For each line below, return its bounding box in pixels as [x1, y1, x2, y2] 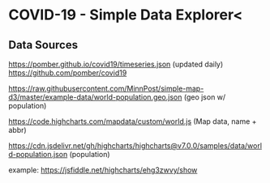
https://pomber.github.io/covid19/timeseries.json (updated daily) [8, 59, 224, 69]
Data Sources [8, 38, 79, 52]
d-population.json [8, 150, 68, 159]
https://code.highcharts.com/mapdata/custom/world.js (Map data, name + [8, 117, 257, 126]
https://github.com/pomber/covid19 [8, 68, 127, 78]
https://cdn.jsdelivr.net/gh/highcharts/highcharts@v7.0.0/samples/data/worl [8, 141, 262, 151]
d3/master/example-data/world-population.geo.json [8, 92, 182, 102]
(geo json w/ [183, 92, 226, 102]
